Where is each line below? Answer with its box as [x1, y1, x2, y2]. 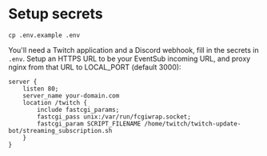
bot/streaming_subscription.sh [8, 126, 113, 134]
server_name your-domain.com [22, 91, 120, 100]
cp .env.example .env [8, 31, 81, 39]
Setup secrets [8, 5, 103, 23]
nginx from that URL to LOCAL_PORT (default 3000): [8, 62, 181, 72]
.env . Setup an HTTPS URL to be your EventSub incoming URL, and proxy [8, 54, 251, 63]
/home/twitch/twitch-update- [144, 119, 241, 128]
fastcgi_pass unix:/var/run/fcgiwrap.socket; [37, 113, 192, 121]
